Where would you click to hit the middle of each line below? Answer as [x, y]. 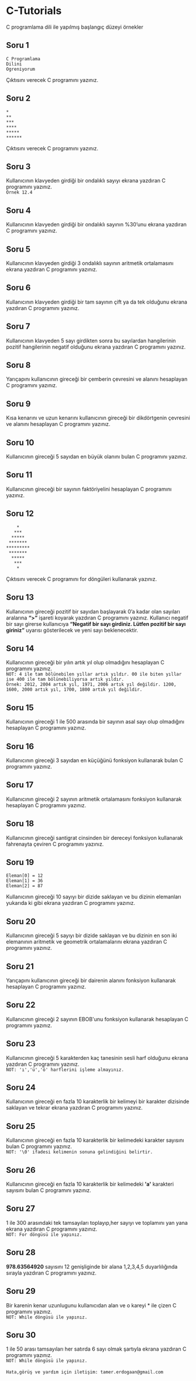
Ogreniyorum [20, 69]
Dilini [14, 64]
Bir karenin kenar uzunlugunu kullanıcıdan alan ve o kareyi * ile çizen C [91, 1305]
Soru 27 [20, 1209]
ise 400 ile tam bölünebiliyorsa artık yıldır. [65, 680]
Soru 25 [21, 1126]
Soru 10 [20, 442]
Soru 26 [21, 1170]
